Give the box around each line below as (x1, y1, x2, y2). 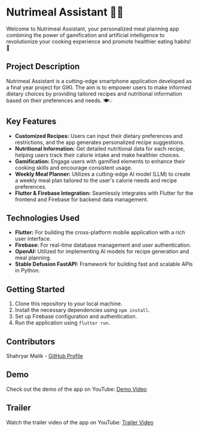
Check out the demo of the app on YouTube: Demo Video (6, 385, 148, 393)
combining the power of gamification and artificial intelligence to (6, 31, 165, 38)
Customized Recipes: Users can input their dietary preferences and (14, 132, 183, 139)
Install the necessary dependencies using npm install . (14, 307, 151, 314)
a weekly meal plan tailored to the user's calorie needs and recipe (14, 176, 177, 184)
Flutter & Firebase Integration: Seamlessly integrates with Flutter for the (14, 189, 194, 197)
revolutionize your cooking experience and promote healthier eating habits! (6, 38, 191, 45)
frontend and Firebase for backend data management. (14, 195, 149, 203)
